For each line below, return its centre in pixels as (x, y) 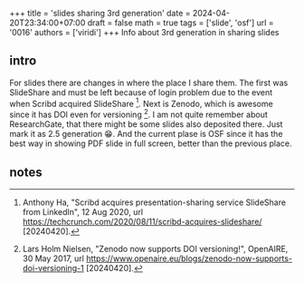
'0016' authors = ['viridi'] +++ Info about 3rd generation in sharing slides (144, 32)
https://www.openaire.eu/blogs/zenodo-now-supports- (189, 258)
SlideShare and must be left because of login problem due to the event (141, 92)
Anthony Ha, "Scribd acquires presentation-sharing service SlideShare (154, 202)
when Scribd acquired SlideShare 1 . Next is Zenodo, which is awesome (141, 102)
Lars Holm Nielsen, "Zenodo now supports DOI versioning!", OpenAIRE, (155, 248)
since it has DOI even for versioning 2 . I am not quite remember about (139, 114)
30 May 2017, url (53, 258)
